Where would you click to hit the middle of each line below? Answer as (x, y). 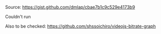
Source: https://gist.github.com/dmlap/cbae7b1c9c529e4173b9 (70, 7)
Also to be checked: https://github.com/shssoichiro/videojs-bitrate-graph (80, 26)
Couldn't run (18, 17)
